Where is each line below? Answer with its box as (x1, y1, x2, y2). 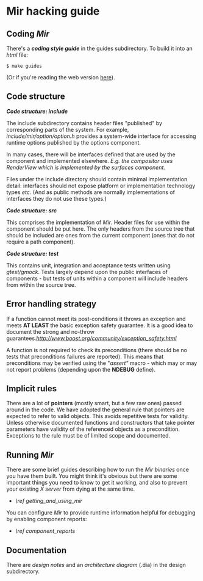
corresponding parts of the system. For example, (6, 126, 129, 133)
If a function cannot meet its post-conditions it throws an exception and (6, 315, 186, 322)
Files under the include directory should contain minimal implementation (6, 175, 188, 182)
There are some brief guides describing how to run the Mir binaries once (6, 466, 189, 474)
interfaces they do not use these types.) (6, 195, 107, 202)
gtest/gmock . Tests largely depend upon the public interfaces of (6, 268, 168, 275)
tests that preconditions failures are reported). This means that (6, 353, 164, 360)
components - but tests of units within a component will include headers (6, 275, 188, 282)
